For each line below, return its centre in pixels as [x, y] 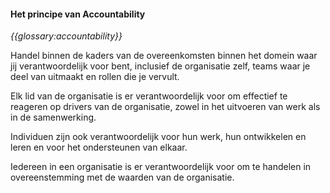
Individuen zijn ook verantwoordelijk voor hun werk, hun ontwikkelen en [158, 137]
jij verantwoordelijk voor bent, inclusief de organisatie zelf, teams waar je [160, 66]
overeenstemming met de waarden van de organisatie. [122, 177]
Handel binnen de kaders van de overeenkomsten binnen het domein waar [164, 56]
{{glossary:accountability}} [66, 36]
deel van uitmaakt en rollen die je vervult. [95, 77]
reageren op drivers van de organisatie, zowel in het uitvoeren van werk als [165, 107]
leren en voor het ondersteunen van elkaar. [99, 147]
